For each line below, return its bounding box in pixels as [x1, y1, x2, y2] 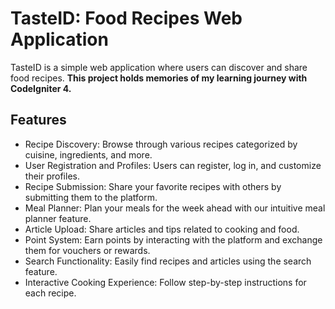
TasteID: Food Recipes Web [10, 7, 243, 30]
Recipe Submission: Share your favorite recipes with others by [24, 180, 282, 192]
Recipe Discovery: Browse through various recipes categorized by [24, 138, 298, 150]
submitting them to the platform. [24, 191, 158, 203]
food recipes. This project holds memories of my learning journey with [10, 72, 308, 84]
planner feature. [24, 212, 92, 224]
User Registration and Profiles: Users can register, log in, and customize [24, 159, 322, 171]
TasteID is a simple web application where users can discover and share [10, 61, 308, 73]
